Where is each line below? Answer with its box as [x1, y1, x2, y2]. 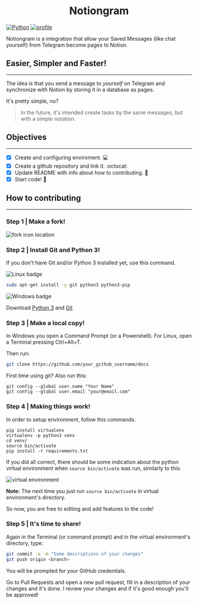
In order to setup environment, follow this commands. [6, 416, 136, 423]
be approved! [6, 591, 39, 598]
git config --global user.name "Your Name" [6, 384, 115, 390]
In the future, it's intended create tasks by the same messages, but [20, 109, 183, 116]
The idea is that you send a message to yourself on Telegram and [6, 80, 165, 87]
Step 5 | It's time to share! [6, 520, 81, 528]
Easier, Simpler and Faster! [6, 58, 107, 68]
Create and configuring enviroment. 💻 [14, 154, 108, 161]
